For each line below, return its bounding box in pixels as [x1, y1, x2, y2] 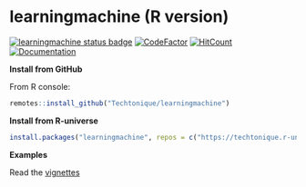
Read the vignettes [9, 166, 80, 178]
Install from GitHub [9, 64, 83, 74]
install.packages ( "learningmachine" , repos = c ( [9, 133, 198, 142]
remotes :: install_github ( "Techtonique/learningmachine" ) [9, 98, 230, 108]
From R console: [9, 81, 71, 92]
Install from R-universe [9, 115, 98, 126]
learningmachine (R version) [9, 6, 229, 27]
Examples [9, 149, 48, 160]
